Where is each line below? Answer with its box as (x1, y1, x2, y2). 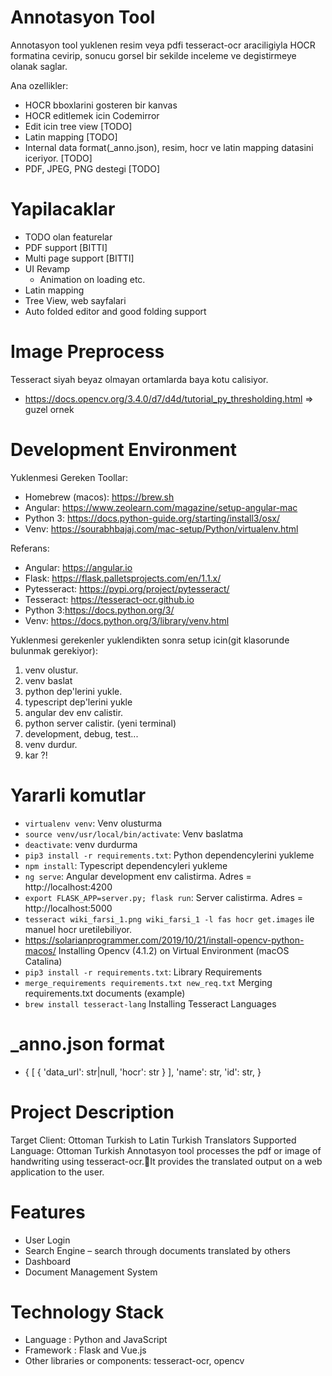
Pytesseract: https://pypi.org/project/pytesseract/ (24, 582, 230, 595)
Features (10, 1201, 86, 1223)
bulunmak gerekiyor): (10, 644, 98, 656)
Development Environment (10, 439, 237, 461)
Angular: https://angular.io (24, 561, 133, 573)
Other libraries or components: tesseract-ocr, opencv (24, 1355, 245, 1367)
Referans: (10, 542, 50, 554)
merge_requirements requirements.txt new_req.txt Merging (24, 976, 273, 988)
